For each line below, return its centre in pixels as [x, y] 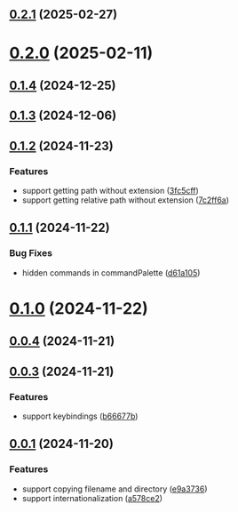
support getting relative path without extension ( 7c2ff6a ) [125, 200]
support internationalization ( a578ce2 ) [92, 498]
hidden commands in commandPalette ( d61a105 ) [111, 272]
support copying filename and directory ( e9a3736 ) [115, 489]
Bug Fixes [31, 253]
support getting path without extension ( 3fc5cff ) [111, 191]
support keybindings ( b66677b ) [80, 416]
